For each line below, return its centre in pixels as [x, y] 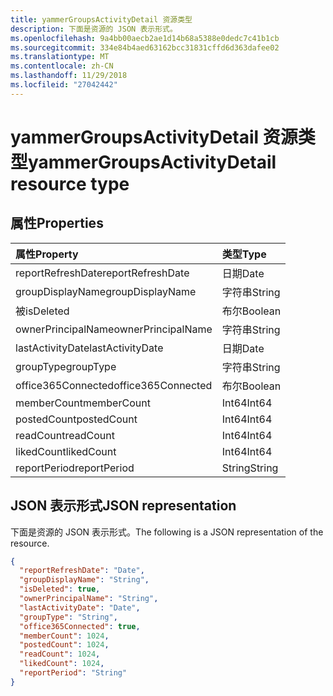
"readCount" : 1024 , [60, 654]
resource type [70, 183]
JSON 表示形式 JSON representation [123, 506]
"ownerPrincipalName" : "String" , [89, 599]
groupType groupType [66, 366]
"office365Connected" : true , [80, 626]
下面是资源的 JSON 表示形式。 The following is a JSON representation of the [167, 532]
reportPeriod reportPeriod [75, 468]
